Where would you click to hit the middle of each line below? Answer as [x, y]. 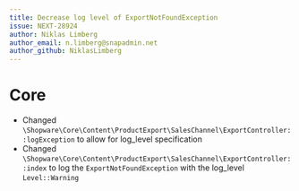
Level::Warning [51, 178]
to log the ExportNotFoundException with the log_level [146, 168]
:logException [48, 140]
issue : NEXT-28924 [43, 26]
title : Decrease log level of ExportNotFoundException [114, 17]
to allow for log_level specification [140, 139]
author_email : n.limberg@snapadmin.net [84, 43]
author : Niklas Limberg [54, 34]
